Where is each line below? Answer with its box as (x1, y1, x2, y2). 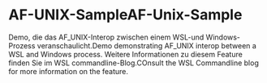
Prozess (8, 40, 36, 50)
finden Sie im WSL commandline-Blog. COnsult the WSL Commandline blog (8, 58, 260, 68)
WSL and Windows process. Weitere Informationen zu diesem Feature (8, 49, 243, 59)
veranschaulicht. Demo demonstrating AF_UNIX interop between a (37, 40, 257, 50)
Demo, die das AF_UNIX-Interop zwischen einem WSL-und (8, 32, 205, 42)
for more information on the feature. (8, 66, 128, 76)
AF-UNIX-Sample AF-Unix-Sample (8, 6, 243, 24)
